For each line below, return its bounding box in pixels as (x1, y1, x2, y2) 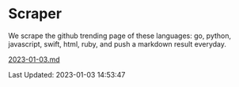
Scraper (8, 5, 62, 23)
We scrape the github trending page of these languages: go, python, (8, 31, 232, 40)
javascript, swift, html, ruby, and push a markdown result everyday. (8, 39, 227, 48)
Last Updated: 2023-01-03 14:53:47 (8, 70, 126, 79)
